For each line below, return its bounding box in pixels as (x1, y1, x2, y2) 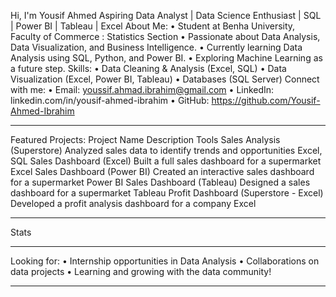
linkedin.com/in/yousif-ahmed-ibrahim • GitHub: (10, 95, 210, 106)
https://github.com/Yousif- (211, 95, 321, 106)
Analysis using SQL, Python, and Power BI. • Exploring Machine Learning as (10, 52, 323, 64)
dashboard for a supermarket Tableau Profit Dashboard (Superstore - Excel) (10, 187, 324, 199)
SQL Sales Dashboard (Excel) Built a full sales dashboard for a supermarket (10, 155, 322, 167)
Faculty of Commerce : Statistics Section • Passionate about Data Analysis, (10, 31, 321, 42)
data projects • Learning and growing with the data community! (10, 266, 272, 277)
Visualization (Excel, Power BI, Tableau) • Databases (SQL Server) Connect (10, 73, 320, 85)
